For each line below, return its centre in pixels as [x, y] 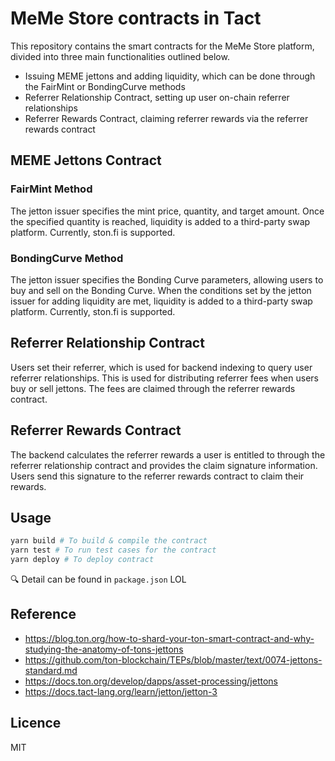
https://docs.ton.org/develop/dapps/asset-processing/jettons [151, 681]
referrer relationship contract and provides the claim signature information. [164, 465]
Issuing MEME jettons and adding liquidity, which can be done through [170, 76]
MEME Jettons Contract [86, 160]
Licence [36, 723]
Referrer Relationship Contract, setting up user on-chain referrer [157, 97]
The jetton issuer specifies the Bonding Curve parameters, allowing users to [167, 279]
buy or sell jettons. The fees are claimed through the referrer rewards [153, 388]
